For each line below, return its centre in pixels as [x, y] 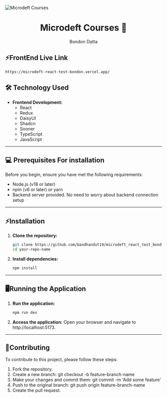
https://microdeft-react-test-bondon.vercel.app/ [58, 72]
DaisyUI [28, 118]
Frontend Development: [38, 102]
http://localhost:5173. [34, 327]
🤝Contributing [28, 347]
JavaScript [31, 139]
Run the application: [34, 303]
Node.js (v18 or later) [34, 184]
